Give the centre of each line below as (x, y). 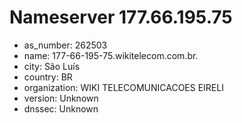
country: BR (48, 77)
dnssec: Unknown (61, 108)
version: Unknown (61, 98)
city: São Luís (52, 66)
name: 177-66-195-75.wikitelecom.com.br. (111, 55)
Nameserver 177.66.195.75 (121, 17)
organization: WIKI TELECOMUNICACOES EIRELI (123, 87)
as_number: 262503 (65, 45)
